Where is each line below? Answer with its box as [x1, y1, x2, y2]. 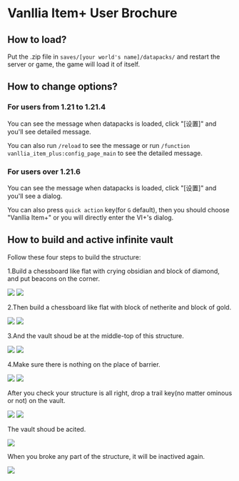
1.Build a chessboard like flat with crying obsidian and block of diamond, [7, 267, 220, 275]
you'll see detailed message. [7, 127, 91, 136]
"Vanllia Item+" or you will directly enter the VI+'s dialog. [7, 213, 174, 222]
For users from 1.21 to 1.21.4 [7, 102, 106, 112]
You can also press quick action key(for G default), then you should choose [7, 205, 230, 214]
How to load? [7, 34, 67, 46]
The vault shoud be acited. [7, 425, 86, 433]
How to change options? [7, 81, 118, 93]
